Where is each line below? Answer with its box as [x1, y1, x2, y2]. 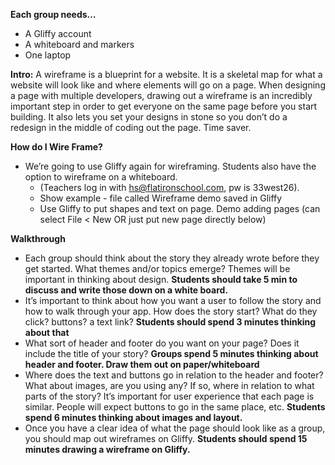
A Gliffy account [24, 28, 92, 39]
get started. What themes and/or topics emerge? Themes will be [24, 263, 291, 274]
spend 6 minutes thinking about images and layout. [24, 412, 243, 423]
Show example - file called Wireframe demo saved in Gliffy [39, 192, 283, 204]
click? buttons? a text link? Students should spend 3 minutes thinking [24, 316, 317, 328]
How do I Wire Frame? [10, 141, 103, 153]
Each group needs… [10, 9, 97, 20]
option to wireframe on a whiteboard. [24, 171, 178, 183]
